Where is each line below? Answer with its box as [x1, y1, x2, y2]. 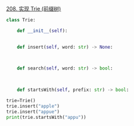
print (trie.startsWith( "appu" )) [6, 114, 86, 120]
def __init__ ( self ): [17, 27, 68, 34]
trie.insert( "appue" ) [6, 109, 60, 115]
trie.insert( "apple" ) [6, 103, 60, 109]
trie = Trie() [6, 97, 36, 103]
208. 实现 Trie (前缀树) [6, 5, 61, 12]
